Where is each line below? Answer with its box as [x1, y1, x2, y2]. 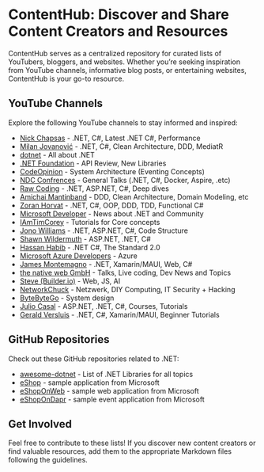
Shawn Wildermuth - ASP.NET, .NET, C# [19, 234, 152, 243]
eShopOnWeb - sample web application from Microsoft [19, 386, 199, 395]
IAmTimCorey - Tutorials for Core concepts [19, 217, 160, 226]
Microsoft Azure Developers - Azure [19, 251, 138, 261]
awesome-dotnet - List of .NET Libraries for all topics [19, 369, 194, 379]
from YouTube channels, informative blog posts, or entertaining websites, [8, 65, 247, 74]
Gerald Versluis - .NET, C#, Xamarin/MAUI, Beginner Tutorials [19, 310, 220, 319]
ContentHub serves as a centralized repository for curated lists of [8, 48, 222, 58]
